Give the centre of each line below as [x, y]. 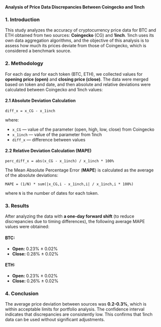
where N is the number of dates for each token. [52, 193]
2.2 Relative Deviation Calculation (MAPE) [48, 151]
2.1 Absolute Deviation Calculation [40, 101]
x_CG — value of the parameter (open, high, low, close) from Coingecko [83, 129]
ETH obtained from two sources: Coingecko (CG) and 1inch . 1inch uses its [80, 35]
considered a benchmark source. [38, 51]
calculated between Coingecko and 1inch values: [54, 89]
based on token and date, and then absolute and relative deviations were [78, 84]
